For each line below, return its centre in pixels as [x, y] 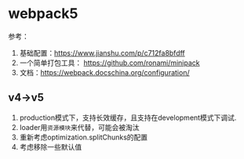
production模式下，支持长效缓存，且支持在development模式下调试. [128, 117]
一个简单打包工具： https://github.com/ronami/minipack [109, 63]
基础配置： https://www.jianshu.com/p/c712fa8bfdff [102, 52]
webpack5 [43, 14]
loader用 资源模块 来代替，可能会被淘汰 [79, 127]
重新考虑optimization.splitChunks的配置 [84, 137]
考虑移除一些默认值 [51, 146]
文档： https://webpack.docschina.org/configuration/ [104, 72]
